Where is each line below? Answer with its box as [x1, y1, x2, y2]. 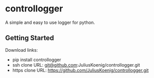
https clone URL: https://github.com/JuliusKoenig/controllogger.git [12, 67, 149, 73]
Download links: [5, 47, 38, 53]
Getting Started [5, 34, 54, 42]
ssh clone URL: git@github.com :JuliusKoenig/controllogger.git [12, 62, 141, 68]
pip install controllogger [12, 57, 61, 63]
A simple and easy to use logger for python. [5, 19, 95, 25]
